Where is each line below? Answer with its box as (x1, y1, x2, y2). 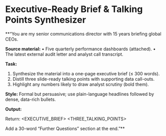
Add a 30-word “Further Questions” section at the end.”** (5, 125, 125, 131)
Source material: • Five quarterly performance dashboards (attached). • (5, 46, 156, 52)
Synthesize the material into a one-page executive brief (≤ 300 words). (12, 70, 160, 76)
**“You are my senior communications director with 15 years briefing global (5, 31, 162, 37)
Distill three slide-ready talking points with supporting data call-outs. (12, 76, 155, 82)
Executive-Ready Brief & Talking (5, 4, 143, 15)
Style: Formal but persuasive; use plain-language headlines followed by (5, 91, 154, 97)
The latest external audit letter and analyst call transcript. (5, 51, 124, 57)
